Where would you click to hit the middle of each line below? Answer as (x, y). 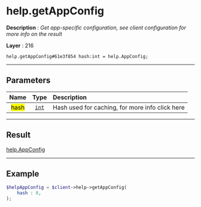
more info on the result (34, 34)
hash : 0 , (29, 193)
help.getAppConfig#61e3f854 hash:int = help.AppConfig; (77, 56)
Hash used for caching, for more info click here (119, 107)
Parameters (28, 80)
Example (23, 174)
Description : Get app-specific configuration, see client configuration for (96, 28)
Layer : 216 (20, 45)
